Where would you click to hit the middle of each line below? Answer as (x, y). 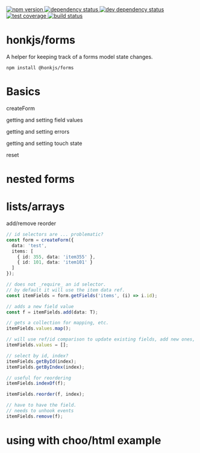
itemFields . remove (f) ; (35, 416)
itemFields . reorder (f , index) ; (45, 394)
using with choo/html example (84, 440)
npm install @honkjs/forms (40, 68)
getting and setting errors (38, 131)
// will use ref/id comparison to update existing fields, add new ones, (101, 339)
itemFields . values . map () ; (39, 328)
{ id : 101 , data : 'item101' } (55, 262)
